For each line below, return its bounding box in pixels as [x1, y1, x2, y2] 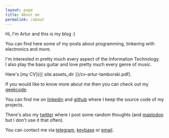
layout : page [5, 7, 33, 13]
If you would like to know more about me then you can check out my [5, 81, 149, 87]
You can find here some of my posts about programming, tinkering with [5, 41, 155, 47]
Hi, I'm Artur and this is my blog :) [5, 31, 75, 37]
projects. [5, 102, 24, 108]
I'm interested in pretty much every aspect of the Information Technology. [5, 56, 160, 62]
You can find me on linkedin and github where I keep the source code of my [5, 96, 164, 102]
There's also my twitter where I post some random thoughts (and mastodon [5, 112, 164, 118]
